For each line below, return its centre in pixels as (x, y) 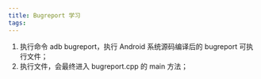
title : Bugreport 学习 (44, 15)
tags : (17, 23)
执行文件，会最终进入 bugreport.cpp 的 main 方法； (104, 66)
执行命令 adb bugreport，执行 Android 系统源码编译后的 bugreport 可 (133, 46)
